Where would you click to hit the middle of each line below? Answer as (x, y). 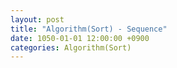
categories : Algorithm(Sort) (71, 47)
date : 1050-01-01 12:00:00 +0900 (80, 38)
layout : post (37, 19)
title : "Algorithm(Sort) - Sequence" (89, 29)
